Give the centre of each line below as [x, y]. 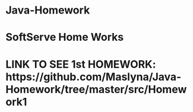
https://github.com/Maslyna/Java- [94, 77]
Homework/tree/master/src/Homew [96, 89]
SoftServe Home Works [65, 37]
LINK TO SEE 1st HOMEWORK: [81, 64]
